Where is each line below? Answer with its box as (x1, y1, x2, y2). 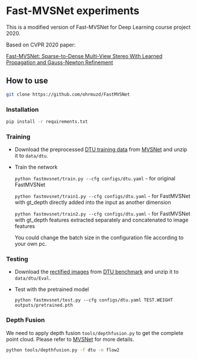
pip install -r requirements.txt (6, 119, 88, 125)
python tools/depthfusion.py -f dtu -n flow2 (6, 347, 119, 353)
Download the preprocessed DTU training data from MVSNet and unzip (14, 146, 188, 153)
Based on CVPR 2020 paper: (6, 41, 76, 48)
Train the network (14, 163, 58, 171)
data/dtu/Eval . (14, 274, 51, 281)
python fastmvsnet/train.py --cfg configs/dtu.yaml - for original (14, 175, 175, 182)
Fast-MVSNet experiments (6, 4, 140, 18)
